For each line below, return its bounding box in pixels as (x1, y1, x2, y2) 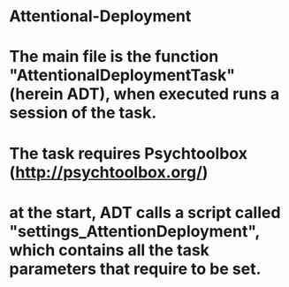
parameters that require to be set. (9, 259, 262, 279)
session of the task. (9, 103, 157, 123)
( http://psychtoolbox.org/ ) (9, 162, 209, 182)
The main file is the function (9, 47, 219, 67)
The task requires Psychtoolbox (9, 143, 247, 163)
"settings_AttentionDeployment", (9, 221, 261, 241)
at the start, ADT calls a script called (9, 202, 281, 223)
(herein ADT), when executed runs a (9, 84, 280, 104)
